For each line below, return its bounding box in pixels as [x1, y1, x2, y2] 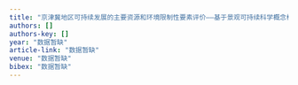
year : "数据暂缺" [9, 37, 68, 47]
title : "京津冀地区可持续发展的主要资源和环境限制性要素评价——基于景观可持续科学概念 [9, 12, 286, 22]
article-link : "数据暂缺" [9, 46, 100, 55]
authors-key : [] [9, 29, 69, 38]
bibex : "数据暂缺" [9, 63, 73, 72]
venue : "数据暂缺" [9, 54, 73, 63]
